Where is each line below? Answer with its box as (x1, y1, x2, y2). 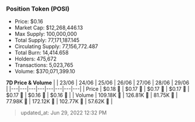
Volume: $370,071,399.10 (14, 68, 75, 75)
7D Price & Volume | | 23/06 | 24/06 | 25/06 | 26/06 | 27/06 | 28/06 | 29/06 (6, 79, 190, 86)
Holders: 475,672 (14, 55, 57, 63)
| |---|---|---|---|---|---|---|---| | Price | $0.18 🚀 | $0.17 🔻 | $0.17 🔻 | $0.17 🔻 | (6, 86, 190, 93)
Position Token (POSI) (6, 5, 70, 13)
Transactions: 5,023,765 (14, 62, 73, 69)
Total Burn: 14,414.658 (14, 49, 69, 56)
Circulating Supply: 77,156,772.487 (14, 43, 99, 50)
